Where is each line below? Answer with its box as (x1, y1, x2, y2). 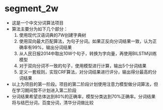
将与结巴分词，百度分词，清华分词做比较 (11, 99, 94, 106)
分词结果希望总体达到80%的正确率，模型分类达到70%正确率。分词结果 (11, 93, 156, 99)
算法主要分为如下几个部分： (11, 26, 68, 32)
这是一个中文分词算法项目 (11, 20, 64, 26)
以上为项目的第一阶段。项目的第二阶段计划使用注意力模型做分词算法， (11, 81, 154, 87)
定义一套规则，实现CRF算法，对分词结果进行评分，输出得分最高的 (19, 69, 153, 75)
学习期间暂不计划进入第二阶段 (16, 87, 77, 93)
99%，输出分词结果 (32, 44, 72, 50)
